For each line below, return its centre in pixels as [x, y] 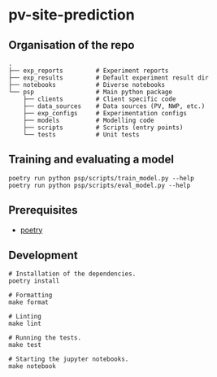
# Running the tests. [45, 338]
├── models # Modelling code [89, 120]
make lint [25, 324]
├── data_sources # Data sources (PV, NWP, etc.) [114, 106]
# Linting [25, 317]
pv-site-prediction [72, 15]
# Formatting [30, 295]
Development [43, 256]
